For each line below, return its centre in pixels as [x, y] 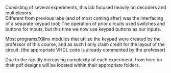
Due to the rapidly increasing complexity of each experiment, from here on [84, 60]
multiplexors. [19, 13]
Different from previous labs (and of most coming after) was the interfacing [84, 18]
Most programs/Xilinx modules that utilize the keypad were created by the [83, 39]
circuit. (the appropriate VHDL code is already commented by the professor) [86, 50]
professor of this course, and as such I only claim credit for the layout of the [85, 44]
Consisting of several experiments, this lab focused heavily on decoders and [86, 7]
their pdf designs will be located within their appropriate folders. [73, 65]
